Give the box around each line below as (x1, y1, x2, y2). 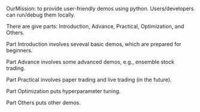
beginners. (6, 47, 33, 54)
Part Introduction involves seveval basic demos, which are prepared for (6, 41, 181, 47)
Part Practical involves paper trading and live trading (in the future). (6, 76, 172, 83)
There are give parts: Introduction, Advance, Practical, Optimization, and (6, 23, 184, 30)
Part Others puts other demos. (6, 99, 81, 106)
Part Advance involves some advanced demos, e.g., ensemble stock (6, 59, 175, 65)
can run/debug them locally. (6, 11, 76, 18)
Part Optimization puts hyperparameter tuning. (6, 88, 121, 94)
